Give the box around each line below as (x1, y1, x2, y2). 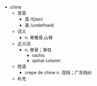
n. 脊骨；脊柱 (24, 47, 52, 53)
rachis (32, 53, 45, 58)
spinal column (32, 57, 61, 63)
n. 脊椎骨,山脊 (24, 34, 53, 40)
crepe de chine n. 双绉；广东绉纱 (24, 70, 93, 75)
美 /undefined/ (24, 22, 54, 28)
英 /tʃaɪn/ (24, 16, 44, 22)
